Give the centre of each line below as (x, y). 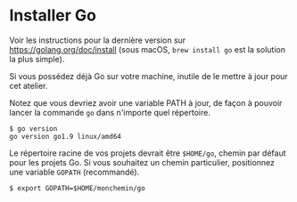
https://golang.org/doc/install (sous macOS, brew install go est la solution (147, 49)
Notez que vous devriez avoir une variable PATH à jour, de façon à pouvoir (146, 102)
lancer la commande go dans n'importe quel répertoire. (110, 112)
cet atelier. (29, 85)
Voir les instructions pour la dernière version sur (98, 40)
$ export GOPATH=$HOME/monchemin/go (77, 188)
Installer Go (53, 16)
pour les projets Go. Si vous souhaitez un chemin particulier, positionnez (142, 162)
